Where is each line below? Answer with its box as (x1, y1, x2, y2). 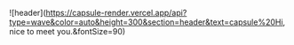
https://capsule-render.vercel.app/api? (45, 8, 187, 18)
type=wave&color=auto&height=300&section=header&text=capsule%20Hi (9, 17, 283, 27)
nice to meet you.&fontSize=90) (9, 26, 126, 36)
